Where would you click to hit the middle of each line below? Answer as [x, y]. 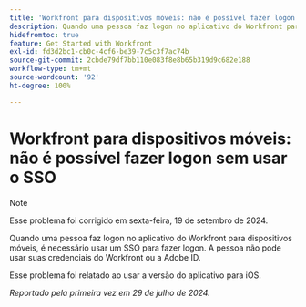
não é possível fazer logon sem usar [148, 158]
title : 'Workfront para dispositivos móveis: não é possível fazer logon [153, 18]
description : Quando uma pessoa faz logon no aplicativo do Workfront [146, 26]
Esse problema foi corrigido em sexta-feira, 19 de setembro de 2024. [139, 220]
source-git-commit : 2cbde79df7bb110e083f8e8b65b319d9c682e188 [130, 60]
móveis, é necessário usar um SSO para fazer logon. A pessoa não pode [146, 248]
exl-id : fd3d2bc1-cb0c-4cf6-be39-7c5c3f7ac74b [99, 52]
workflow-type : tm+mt [51, 69]
